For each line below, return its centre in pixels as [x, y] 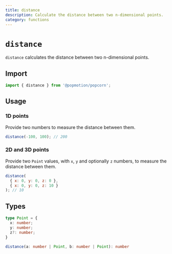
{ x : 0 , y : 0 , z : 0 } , [34, 180]
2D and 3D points [27, 150]
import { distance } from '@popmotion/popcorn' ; [58, 85]
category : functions [27, 20]
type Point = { [21, 218]
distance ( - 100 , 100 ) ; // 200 [36, 137]
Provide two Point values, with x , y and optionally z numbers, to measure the [86, 161]
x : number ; [21, 223]
